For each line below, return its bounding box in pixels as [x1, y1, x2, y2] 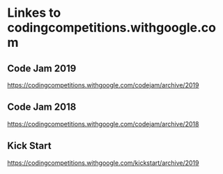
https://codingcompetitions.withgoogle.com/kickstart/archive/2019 [7, 159, 199, 167]
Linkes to [7, 5, 61, 21]
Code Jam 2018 [7, 101, 77, 113]
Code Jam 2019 [7, 62, 77, 74]
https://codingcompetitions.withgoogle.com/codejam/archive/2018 [7, 119, 199, 128]
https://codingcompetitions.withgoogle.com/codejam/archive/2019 [7, 81, 199, 89]
